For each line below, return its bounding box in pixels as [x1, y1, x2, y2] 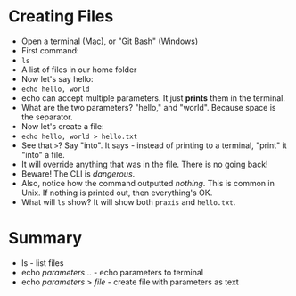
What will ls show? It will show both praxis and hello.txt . [21, 196, 236, 207]
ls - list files [21, 257, 64, 268]
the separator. [21, 111, 73, 122]
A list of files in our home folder [21, 64, 137, 75]
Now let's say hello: [21, 73, 95, 84]
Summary [8, 228, 82, 249]
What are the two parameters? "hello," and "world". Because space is [21, 102, 276, 112]
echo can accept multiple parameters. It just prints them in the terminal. [21, 92, 286, 103]
